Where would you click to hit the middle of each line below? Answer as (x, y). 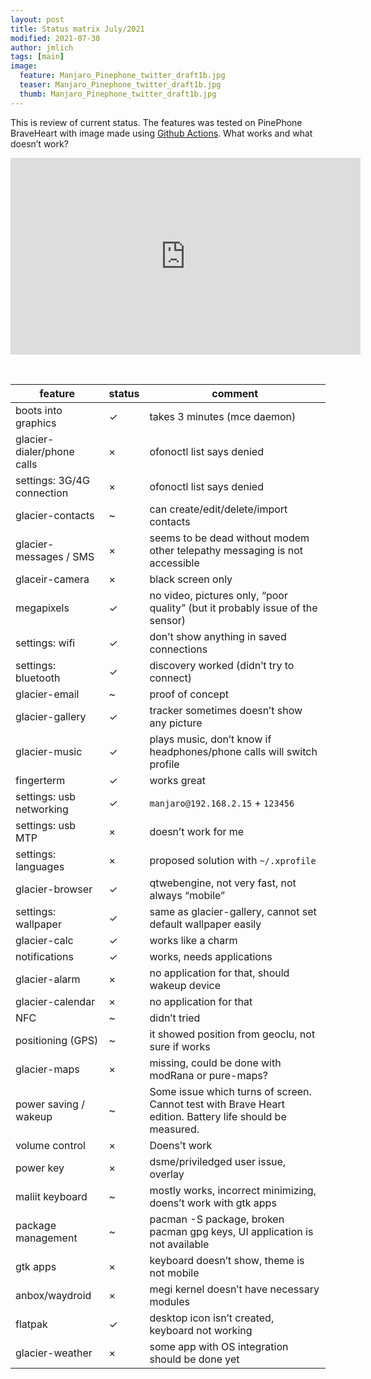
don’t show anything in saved (218, 636)
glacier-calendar (55, 1001)
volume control (50, 1145)
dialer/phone (45, 451)
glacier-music (49, 751)
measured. (174, 1129)
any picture (176, 723)
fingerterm (40, 780)
